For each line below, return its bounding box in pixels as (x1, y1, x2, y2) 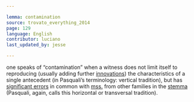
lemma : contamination (6, 14, 61, 20)
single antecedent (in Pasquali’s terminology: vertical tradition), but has (6, 76, 183, 83)
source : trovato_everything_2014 (6, 19, 90, 26)
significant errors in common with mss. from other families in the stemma (6, 83, 188, 90)
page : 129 (6, 25, 31, 31)
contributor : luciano (6, 37, 61, 43)
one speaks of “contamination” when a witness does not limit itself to (6, 64, 178, 71)
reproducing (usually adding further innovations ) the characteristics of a (6, 70, 186, 77)
